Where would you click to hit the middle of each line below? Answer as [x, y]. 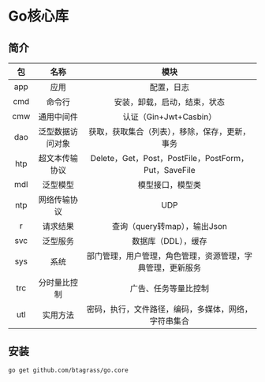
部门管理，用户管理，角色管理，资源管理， [166, 256]
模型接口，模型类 [170, 185]
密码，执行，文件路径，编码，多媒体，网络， [170, 309]
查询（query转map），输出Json [169, 226]
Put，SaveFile [169, 170]
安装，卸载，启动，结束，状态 [170, 102]
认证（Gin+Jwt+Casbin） [170, 117]
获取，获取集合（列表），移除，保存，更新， [170, 131]
